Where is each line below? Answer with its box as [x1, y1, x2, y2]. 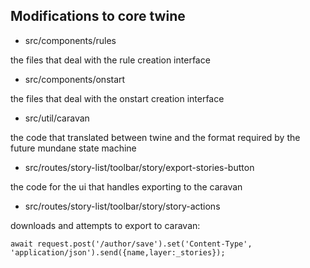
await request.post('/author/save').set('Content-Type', [10, 239, 253, 249]
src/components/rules [24, 34, 117, 46]
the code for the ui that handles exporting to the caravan [10, 180, 243, 193]
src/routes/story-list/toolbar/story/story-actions [24, 200, 221, 212]
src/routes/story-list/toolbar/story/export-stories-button [24, 161, 255, 173]
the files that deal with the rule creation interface [10, 54, 211, 66]
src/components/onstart [24, 73, 126, 85]
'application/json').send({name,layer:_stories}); [10, 247, 226, 258]
